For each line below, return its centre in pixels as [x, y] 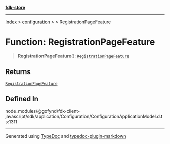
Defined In [22, 99]
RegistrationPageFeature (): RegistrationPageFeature [73, 56]
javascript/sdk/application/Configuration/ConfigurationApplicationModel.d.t [84, 116]
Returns [18, 72]
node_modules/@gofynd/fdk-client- [42, 111]
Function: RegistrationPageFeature [80, 42]
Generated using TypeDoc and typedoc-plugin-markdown [66, 136]
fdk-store [15, 7]
